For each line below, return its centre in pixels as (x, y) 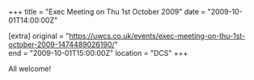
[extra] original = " (39, 36)
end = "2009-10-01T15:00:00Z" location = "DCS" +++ (98, 53)
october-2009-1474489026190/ (61, 44)
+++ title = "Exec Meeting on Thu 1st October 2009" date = (107, 12)
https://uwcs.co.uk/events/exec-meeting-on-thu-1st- (157, 36)
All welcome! (30, 69)
